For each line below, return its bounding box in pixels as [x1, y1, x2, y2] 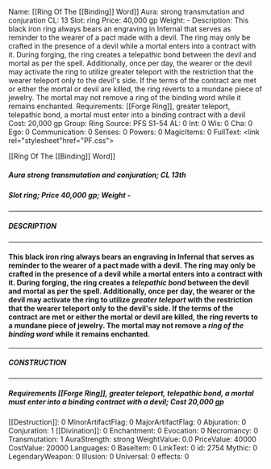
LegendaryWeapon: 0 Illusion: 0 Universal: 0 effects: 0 [8, 452, 190, 462]
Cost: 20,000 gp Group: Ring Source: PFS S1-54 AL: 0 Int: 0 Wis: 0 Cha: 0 [8, 119, 253, 128]
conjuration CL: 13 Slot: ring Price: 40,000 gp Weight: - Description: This [8, 15, 249, 25]
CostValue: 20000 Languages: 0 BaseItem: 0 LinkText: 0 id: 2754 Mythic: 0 [8, 443, 258, 453]
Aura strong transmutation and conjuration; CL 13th [8, 170, 187, 180]
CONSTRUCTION [8, 357, 67, 367]
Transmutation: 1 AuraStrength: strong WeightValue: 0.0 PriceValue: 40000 [8, 434, 256, 444]
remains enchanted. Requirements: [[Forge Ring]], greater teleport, [8, 101, 231, 111]
